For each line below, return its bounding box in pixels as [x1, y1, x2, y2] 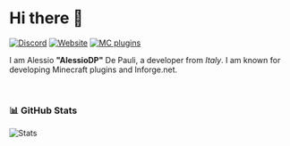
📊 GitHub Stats [9, 104, 78, 117]
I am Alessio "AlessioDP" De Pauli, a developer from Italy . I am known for [9, 54, 281, 65]
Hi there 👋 [9, 8, 83, 28]
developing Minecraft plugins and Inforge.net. [9, 64, 178, 75]
